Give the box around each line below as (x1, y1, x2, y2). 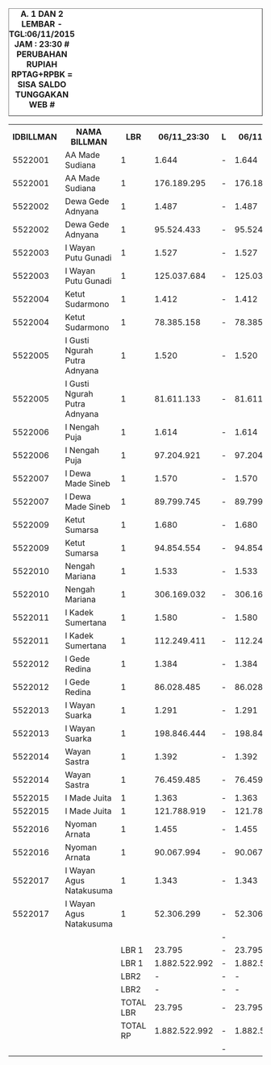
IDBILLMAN (12, 131, 58, 142)
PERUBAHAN (15, 48, 68, 60)
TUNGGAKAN (15, 89, 69, 100)
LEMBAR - (21, 19, 63, 29)
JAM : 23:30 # (14, 39, 70, 49)
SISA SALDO (17, 79, 67, 89)
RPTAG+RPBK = (10, 69, 73, 80)
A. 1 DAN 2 (19, 8, 64, 19)
